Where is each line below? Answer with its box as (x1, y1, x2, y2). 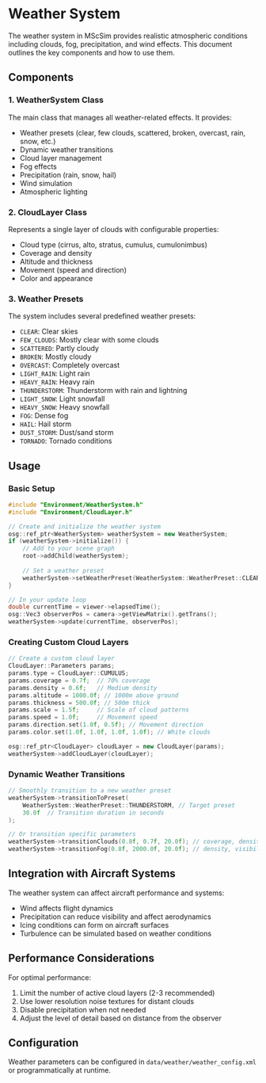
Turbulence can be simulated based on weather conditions (19, 929, 212, 938)
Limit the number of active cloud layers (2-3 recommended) (19, 988, 215, 997)
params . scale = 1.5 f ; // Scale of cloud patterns (8, 706, 190, 714)
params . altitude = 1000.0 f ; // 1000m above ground (8, 691, 179, 700)
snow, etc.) (19, 136, 56, 146)
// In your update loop (8, 596, 87, 604)
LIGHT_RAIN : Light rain (19, 369, 90, 379)
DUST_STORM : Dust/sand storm (19, 428, 114, 437)
